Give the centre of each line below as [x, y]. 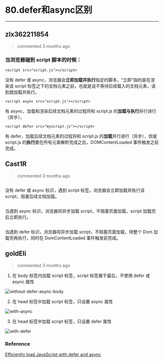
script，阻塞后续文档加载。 [32, 196]
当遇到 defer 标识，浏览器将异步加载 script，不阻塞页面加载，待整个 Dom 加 [82, 232]
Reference [18, 344]
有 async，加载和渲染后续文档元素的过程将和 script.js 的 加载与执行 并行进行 [81, 111]
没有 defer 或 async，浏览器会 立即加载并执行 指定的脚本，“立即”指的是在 [78, 80]
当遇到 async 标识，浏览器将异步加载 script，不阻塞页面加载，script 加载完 [81, 211]
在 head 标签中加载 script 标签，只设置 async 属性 [62, 301]
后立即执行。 [18, 217]
